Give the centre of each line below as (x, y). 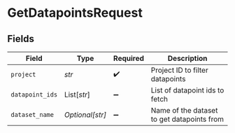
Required (129, 58)
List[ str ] (77, 94)
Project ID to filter (179, 70)
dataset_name (33, 114)
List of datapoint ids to (187, 90)
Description (187, 58)
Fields (21, 39)
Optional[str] (85, 115)
